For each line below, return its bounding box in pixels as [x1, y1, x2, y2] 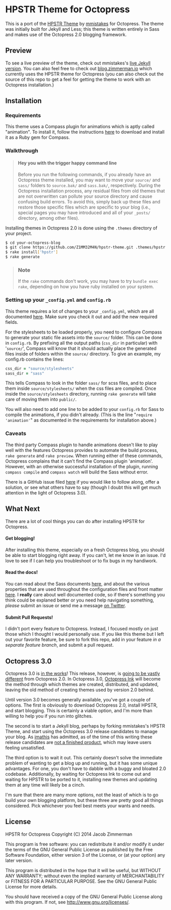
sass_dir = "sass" [5, 370, 44, 376]
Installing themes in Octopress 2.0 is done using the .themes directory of [5, 224, 158, 231]
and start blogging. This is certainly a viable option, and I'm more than [5, 707, 153, 713]
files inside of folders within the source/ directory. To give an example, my [5, 350, 161, 357]
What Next [5, 505, 40, 513]
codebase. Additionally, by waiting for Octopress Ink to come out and [5, 771, 151, 777]
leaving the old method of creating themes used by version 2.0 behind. [5, 687, 155, 693]
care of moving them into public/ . [5, 396, 77, 403]
